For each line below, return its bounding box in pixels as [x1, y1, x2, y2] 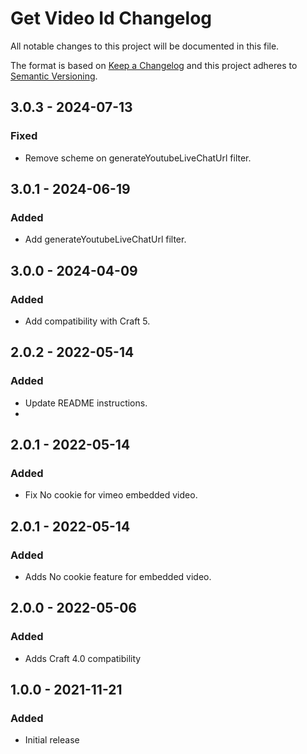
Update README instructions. [24, 397, 148, 409]
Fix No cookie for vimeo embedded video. [24, 489, 198, 501]
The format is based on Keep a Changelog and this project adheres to [10, 59, 298, 71]
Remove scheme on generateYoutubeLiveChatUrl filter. [24, 152, 252, 164]
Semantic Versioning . [10, 70, 98, 82]
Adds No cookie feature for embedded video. [24, 571, 212, 583]
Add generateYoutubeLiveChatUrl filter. [24, 233, 187, 246]
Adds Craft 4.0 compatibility [24, 652, 142, 664]
